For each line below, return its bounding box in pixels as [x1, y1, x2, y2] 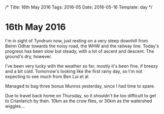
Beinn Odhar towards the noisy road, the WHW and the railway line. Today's [5, 43, 159, 49]
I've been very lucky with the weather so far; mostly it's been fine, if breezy [5, 63, 159, 69]
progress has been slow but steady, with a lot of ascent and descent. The [5, 48, 154, 54]
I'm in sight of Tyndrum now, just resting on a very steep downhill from [5, 38, 148, 43]
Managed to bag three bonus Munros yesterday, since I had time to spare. [5, 83, 155, 89]
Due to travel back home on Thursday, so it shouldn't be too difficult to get [5, 92, 156, 98]
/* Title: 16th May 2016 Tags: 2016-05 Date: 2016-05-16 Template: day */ [5, 4, 153, 10]
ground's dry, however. [5, 53, 52, 59]
